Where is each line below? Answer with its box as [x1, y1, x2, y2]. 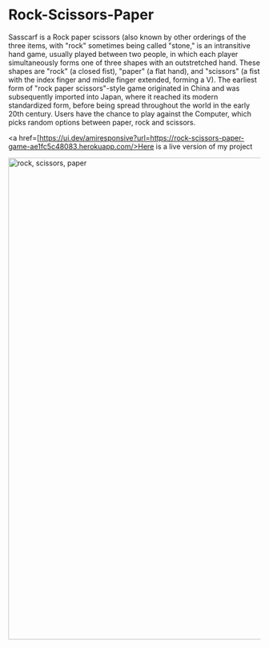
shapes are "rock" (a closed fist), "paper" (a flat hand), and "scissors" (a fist [8, 66, 260, 75]
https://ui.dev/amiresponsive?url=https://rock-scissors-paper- [39, 132, 245, 142]
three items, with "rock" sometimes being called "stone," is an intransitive [8, 40, 251, 50]
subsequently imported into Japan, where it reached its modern [8, 92, 219, 101]
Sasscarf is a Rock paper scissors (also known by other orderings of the [8, 32, 247, 42]
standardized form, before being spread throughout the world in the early [8, 100, 251, 110]
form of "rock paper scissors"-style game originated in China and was [8, 83, 240, 93]
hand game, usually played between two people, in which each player [8, 49, 239, 59]
